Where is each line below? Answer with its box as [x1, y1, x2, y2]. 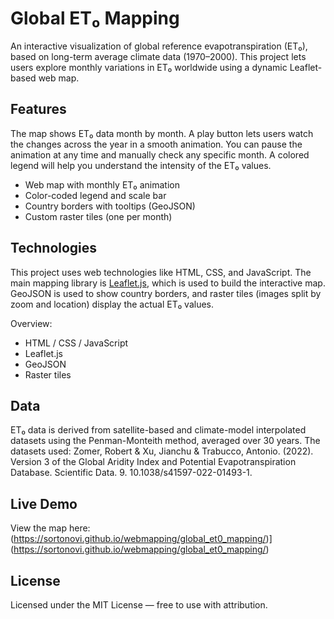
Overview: [10, 317, 53, 329]
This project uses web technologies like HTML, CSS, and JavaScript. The [10, 266, 312, 278]
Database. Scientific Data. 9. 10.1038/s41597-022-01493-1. [10, 467, 253, 479]
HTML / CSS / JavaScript [24, 337, 129, 349]
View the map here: [10, 522, 91, 534]
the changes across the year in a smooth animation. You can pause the [10, 138, 303, 150]
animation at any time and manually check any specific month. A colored [10, 148, 310, 161]
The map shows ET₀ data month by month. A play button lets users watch [10, 127, 314, 139]
